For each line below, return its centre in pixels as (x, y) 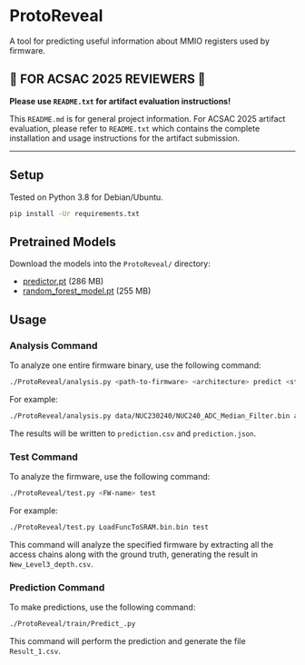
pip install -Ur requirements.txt (75, 213)
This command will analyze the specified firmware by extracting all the (142, 544)
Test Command (44, 457)
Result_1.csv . (35, 650)
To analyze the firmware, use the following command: (110, 476)
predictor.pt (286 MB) (63, 282)
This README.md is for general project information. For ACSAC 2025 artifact (148, 118)
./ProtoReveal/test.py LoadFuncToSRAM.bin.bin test (109, 527)
